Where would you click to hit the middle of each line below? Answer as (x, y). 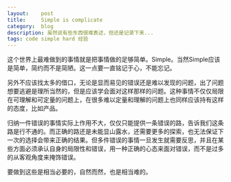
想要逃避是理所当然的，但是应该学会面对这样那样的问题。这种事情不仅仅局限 (115, 91)
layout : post (30, 13)
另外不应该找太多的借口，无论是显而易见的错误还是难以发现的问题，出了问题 (115, 82)
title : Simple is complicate (55, 20)
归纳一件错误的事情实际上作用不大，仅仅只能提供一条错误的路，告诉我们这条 (115, 123)
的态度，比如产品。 (34, 109)
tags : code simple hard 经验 (48, 39)
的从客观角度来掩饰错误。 (43, 157)
